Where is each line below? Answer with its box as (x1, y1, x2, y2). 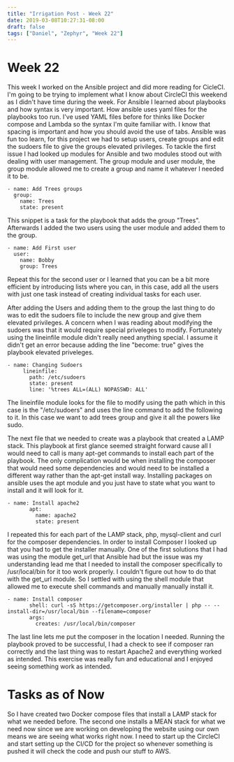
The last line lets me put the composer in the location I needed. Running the (7, 633, 225, 641)
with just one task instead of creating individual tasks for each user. (7, 290, 201, 299)
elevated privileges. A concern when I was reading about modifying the (7, 319, 213, 327)
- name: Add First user (7, 245, 77, 252)
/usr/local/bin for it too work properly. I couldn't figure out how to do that (7, 568, 217, 576)
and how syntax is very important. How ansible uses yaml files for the (7, 106, 207, 114)
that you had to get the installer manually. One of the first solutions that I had (7, 545, 228, 554)
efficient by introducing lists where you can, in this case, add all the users (7, 282, 219, 291)
